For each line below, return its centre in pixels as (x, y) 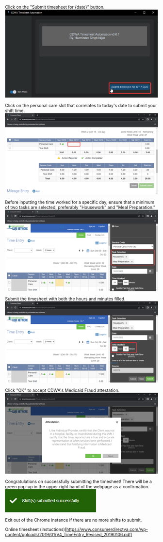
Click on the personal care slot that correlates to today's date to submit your (81, 106)
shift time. (15, 111)
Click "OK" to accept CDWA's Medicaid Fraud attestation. (62, 390)
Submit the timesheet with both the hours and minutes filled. (65, 299)
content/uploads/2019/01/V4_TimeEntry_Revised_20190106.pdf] (69, 535)
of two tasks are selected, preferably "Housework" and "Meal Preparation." (80, 207)
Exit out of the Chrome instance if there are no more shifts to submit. (73, 520)
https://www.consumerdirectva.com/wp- (107, 529)
